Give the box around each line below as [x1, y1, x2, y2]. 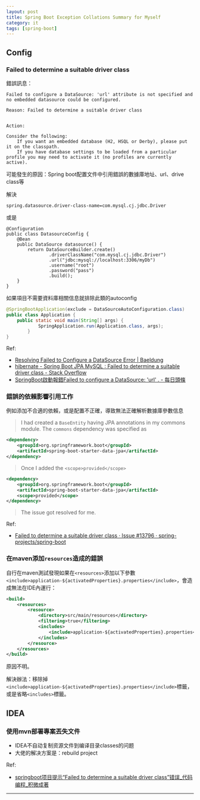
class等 [6, 178, 25, 185]
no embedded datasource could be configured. [6, 97, 121, 103]
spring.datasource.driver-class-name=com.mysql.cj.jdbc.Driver [6, 202, 167, 209]
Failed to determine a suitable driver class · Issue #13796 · [14, 532, 158, 539]
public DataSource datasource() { [17, 241, 102, 248]
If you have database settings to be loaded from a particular [17, 149, 177, 155]
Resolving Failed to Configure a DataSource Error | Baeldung [14, 356, 164, 364]
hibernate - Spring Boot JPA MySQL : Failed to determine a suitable [14, 363, 180, 370]
